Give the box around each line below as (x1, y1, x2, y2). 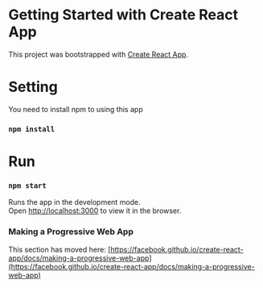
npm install (8, 124, 55, 134)
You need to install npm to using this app (8, 104, 143, 114)
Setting (8, 78, 58, 96)
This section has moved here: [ (8, 244, 111, 254)
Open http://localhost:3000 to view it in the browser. (8, 206, 182, 215)
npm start (8, 181, 47, 190)
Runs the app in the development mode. (8, 198, 141, 207)
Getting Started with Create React (8, 6, 239, 24)
